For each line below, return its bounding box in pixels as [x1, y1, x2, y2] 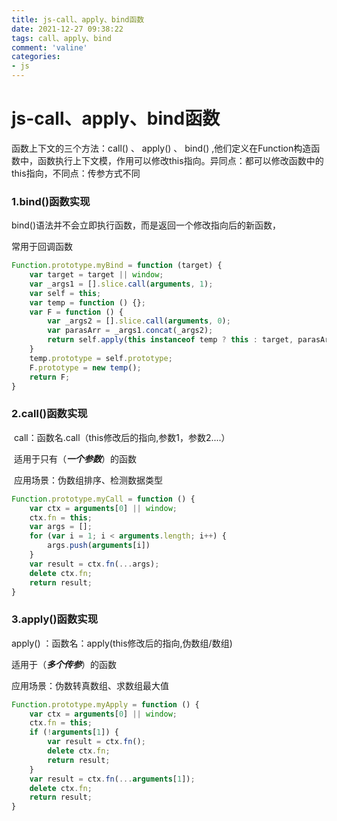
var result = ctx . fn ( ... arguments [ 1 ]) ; [29, 774, 196, 784]
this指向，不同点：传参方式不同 [11, 167, 141, 179]
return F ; [29, 372, 71, 382]
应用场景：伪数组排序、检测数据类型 [13, 474, 163, 486]
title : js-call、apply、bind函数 [11, 14, 145, 25]
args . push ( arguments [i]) [47, 541, 151, 551]
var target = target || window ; [29, 270, 164, 280]
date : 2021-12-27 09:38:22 [11, 24, 124, 34]
